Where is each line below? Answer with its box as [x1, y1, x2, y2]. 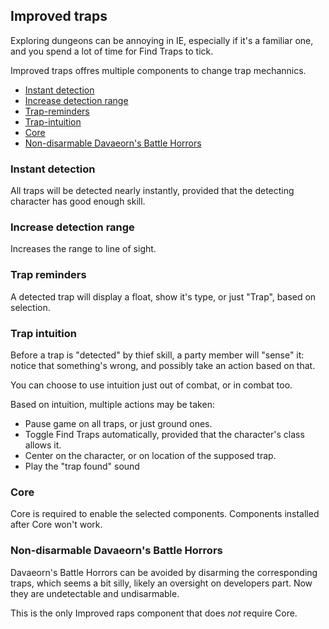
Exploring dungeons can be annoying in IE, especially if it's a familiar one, [10, 34, 314, 46]
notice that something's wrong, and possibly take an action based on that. [10, 360, 316, 371]
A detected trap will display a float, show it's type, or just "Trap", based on [10, 290, 317, 303]
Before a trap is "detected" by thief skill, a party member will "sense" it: [10, 349, 305, 361]
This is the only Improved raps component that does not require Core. [10, 607, 298, 619]
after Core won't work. [10, 519, 103, 531]
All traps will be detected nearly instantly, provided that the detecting [10, 185, 295, 197]
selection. [10, 301, 51, 313]
